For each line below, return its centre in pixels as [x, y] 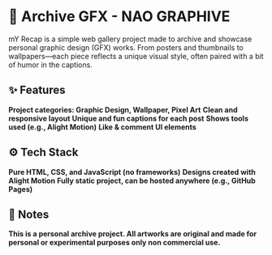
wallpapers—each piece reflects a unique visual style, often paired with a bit [136, 56]
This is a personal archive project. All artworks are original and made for [133, 234]
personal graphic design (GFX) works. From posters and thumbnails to [126, 47]
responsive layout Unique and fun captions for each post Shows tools [129, 118]
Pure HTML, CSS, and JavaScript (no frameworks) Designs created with [132, 172]
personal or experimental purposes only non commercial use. [114, 243]
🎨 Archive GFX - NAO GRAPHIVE [119, 17]
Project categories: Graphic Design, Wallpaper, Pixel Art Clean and [123, 109]
